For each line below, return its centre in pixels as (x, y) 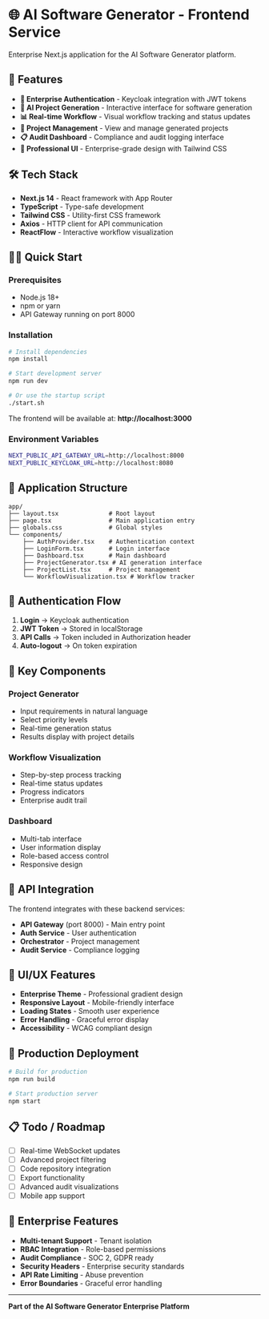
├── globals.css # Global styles (85, 527)
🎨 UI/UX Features (52, 975)
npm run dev (28, 381)
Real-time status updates (61, 783)
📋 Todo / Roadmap (57, 1127)
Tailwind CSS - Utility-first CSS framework (90, 215)
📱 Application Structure (68, 488)
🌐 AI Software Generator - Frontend (129, 15)
